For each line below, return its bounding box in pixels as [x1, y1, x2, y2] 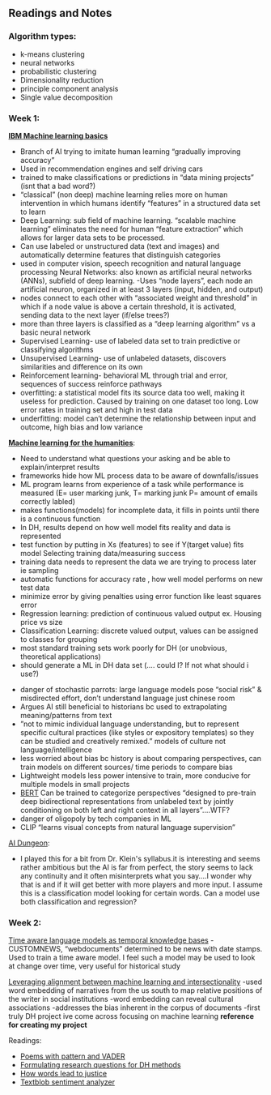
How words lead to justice [19, 1069, 108, 1079]
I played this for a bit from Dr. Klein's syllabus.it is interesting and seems [19, 853, 260, 863]
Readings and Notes [8, 6, 112, 20]
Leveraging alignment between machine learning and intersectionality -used [8, 977, 263, 987]
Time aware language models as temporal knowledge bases [8, 935, 209, 945]
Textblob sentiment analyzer [19, 1077, 116, 1087]
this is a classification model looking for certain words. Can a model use [19, 888, 260, 898]
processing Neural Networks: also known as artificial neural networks [19, 267, 252, 276]
